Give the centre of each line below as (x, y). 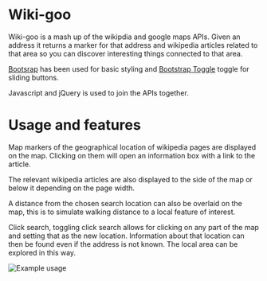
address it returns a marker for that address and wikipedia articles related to (133, 45)
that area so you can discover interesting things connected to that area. (126, 53)
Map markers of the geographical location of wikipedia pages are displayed (132, 147)
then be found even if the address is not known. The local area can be (123, 244)
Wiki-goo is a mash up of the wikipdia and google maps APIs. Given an (124, 37)
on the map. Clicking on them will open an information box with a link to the (132, 155)
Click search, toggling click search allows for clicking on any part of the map (133, 227)
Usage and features (75, 125)
